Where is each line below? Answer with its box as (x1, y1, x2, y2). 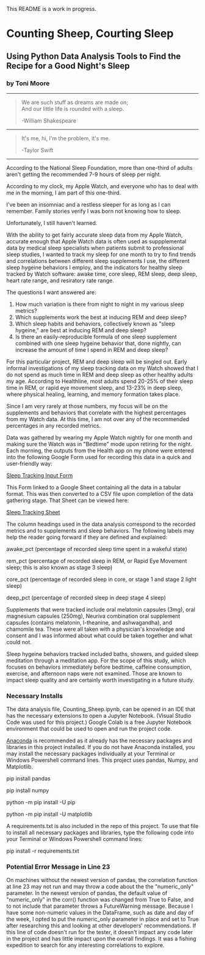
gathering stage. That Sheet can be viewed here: (6, 497, 129, 504)
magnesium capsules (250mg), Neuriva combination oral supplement (6, 612, 181, 620)
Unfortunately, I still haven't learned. (6, 219, 98, 226)
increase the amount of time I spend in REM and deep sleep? (15, 346, 168, 353)
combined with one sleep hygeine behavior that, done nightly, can (15, 340, 181, 347)
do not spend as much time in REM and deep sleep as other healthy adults (6, 371, 193, 378)
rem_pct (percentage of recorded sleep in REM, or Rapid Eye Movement (6, 557, 187, 565)
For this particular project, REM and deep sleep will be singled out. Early (6, 358, 187, 365)
